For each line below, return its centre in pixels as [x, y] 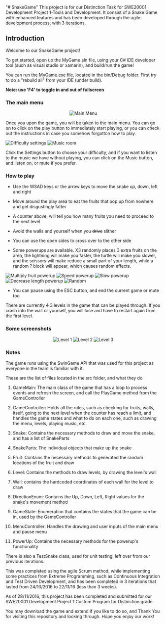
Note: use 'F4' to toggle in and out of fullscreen [55, 90]
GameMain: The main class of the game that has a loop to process [80, 387]
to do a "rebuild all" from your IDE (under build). [54, 80]
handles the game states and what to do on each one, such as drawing [84, 418]
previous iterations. [25, 561]
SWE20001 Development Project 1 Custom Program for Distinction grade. [80, 601]
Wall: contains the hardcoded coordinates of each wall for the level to [83, 482]
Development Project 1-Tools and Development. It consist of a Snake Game [82, 12]
